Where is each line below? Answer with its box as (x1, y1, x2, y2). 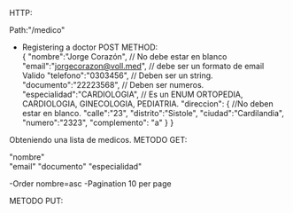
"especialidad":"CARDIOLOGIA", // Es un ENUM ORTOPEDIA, (21, 89, 243, 99)
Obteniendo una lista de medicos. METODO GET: (9, 135, 188, 145)
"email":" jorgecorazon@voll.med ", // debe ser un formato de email (21, 61, 265, 71)
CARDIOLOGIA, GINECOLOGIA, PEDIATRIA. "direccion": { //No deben (21, 99, 274, 109)
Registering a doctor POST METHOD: (21, 42, 158, 52)
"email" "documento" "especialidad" (9, 162, 143, 171)
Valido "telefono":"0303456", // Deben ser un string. (21, 70, 214, 81)
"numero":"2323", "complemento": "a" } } (21, 117, 174, 128)
